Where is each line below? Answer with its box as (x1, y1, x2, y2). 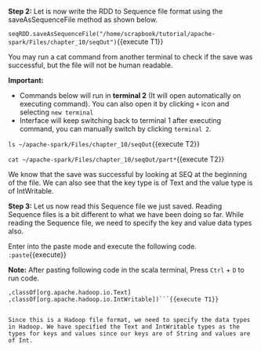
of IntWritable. (8, 186, 54, 195)
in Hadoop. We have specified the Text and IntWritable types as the (8, 323, 241, 331)
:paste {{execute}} (8, 250, 67, 259)
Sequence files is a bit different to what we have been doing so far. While (8, 210, 245, 219)
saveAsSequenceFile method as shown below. (8, 15, 158, 24)
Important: (8, 76, 44, 85)
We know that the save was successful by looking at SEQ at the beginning (8, 170, 248, 179)
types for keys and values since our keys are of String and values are (8, 330, 251, 338)
